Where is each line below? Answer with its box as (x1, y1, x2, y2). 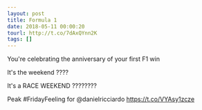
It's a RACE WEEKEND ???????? (7, 82, 97, 90)
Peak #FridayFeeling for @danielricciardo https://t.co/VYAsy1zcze (7, 95, 195, 104)
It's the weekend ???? (7, 68, 69, 77)
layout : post (7, 10, 45, 17)
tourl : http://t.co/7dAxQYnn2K (7, 29, 98, 37)
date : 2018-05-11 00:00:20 (7, 23, 85, 30)
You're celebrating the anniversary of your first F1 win (7, 55, 160, 63)
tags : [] (7, 36, 33, 43)
